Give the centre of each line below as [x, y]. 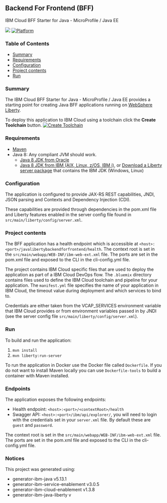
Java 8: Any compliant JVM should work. [55, 154]
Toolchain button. [24, 125]
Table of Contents [27, 44]
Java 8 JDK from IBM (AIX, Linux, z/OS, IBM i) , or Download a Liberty [91, 165]
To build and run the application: [38, 340]
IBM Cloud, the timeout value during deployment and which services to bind [83, 291]
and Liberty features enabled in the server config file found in [68, 214]
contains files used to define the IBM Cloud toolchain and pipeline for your [82, 280]
